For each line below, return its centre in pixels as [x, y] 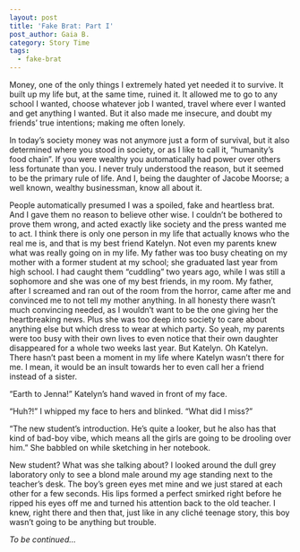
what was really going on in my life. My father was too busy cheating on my [149, 253]
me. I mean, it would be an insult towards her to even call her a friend [137, 367]
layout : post [34, 17]
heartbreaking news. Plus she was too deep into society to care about [138, 319]
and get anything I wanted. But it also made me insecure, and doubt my [141, 113]
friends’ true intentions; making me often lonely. [98, 123]
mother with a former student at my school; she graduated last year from [143, 262]
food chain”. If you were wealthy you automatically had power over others [145, 159]
